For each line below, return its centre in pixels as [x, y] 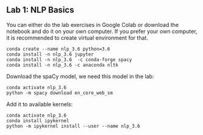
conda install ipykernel [38, 121]
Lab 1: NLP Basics [40, 10]
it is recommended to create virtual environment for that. [77, 38]
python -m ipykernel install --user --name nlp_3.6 [73, 126]
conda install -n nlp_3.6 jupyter [50, 54]
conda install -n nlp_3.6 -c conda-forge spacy [69, 60]
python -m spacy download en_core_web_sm [60, 93]
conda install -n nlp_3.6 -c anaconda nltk [62, 65]
